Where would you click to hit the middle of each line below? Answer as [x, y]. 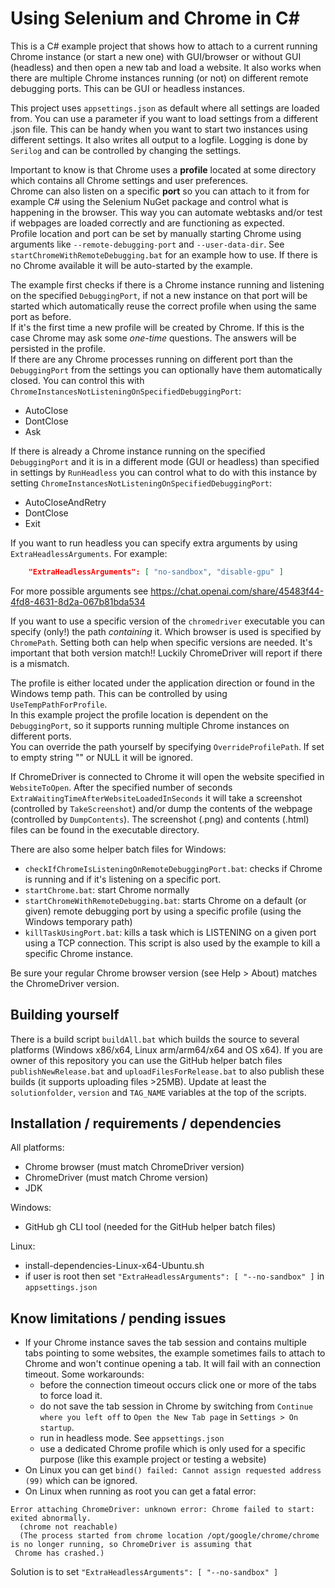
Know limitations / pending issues [118, 1318]
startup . [57, 1428]
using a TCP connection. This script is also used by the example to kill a [172, 943]
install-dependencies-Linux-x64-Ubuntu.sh [114, 1266]
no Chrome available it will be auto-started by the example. [131, 265]
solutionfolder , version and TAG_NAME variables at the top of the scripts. [158, 1092]
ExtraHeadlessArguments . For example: [89, 553]
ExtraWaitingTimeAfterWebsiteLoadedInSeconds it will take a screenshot [156, 798]
